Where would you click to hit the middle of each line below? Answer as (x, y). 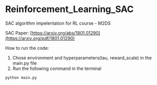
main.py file (24, 63)
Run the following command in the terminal (57, 68)
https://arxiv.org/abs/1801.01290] (66, 33)
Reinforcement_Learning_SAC (69, 9)
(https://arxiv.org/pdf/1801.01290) (40, 38)
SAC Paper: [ (19, 33)
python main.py (21, 77)
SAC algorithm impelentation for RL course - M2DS (58, 23)
